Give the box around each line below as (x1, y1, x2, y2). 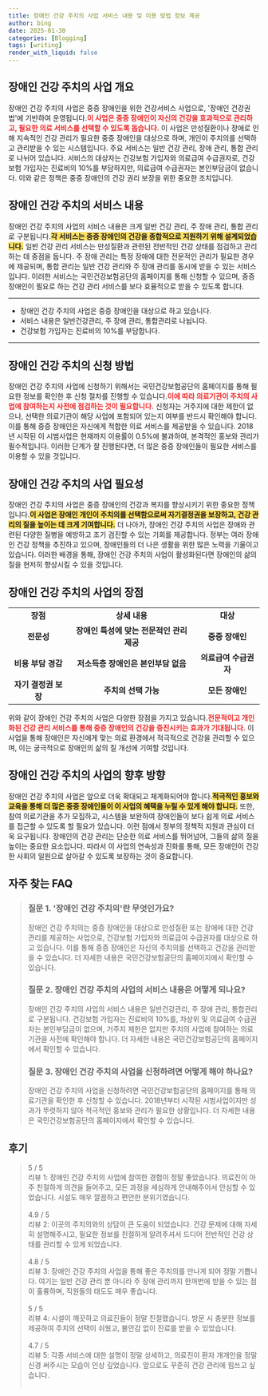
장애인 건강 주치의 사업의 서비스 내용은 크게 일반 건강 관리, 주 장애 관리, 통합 (8, 221, 244, 231)
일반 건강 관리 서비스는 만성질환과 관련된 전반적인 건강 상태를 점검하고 (25, 241, 243, 251)
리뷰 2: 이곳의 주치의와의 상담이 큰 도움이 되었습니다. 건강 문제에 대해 (27, 1219, 243, 1229)
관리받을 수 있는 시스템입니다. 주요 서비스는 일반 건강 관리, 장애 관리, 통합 (16, 143, 244, 153)
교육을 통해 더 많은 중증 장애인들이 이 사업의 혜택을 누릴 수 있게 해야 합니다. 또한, (8, 801, 255, 811)
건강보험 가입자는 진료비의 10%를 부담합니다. (19, 325, 160, 336)
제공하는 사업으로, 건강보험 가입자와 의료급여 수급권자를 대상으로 (49, 933, 250, 942)
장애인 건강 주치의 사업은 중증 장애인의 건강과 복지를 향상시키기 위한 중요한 (8, 500, 241, 510)
